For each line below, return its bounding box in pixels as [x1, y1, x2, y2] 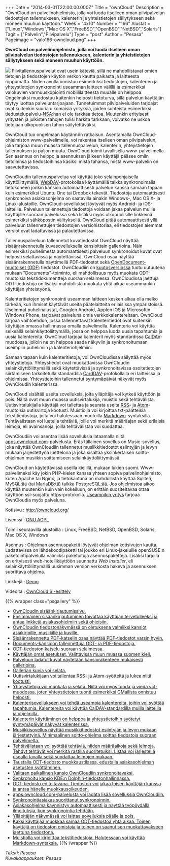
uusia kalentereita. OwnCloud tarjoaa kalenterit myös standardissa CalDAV [5, 334, 161, 340]
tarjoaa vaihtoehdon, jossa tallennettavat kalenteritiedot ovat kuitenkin [5, 317, 152, 323]
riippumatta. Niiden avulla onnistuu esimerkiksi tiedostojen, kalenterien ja [5, 79, 158, 84]
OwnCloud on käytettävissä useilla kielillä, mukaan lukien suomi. [5, 464, 140, 471]
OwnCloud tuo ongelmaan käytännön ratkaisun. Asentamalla [5, 131, 132, 138]
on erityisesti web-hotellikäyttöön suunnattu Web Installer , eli [5, 558, 133, 564]
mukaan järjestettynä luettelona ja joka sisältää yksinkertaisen [5, 449, 134, 455]
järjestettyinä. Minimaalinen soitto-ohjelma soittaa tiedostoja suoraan [12, 732, 157, 738]
